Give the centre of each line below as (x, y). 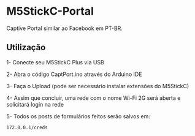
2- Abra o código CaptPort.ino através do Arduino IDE (74, 74)
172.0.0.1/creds (27, 127)
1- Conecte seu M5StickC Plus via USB (55, 62)
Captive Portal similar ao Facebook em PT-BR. (64, 28)
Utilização (26, 47)
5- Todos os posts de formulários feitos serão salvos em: (78, 116)
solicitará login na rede (35, 104)
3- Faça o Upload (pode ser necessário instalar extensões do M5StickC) (97, 86)
